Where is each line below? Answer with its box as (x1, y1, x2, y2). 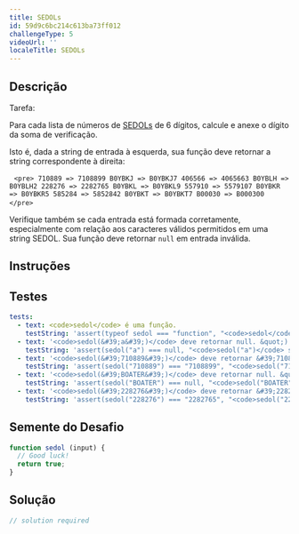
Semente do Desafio (9, 419, 125, 435)
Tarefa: (9, 102, 36, 113)
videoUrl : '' (9, 37, 58, 47)
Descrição (9, 79, 68, 94)
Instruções (9, 259, 71, 274)
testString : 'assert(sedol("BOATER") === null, (25, 379, 205, 387)
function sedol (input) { (9, 443, 105, 452)
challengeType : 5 (9, 29, 74, 38)
